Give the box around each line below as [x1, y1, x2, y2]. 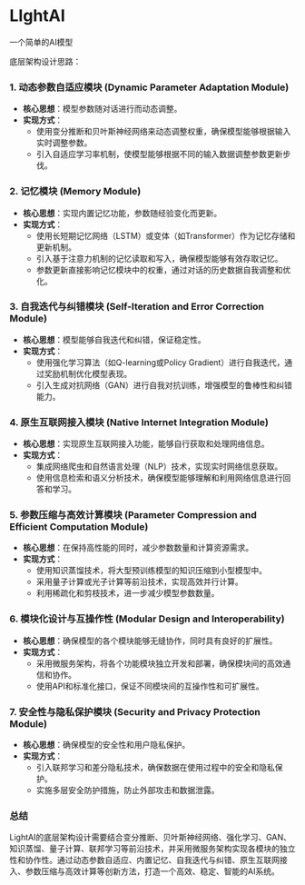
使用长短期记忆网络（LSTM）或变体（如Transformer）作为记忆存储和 [35, 230, 296, 241]
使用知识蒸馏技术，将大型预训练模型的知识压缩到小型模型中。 [35, 565, 268, 576]
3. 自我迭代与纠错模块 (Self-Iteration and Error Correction [9, 301, 265, 313]
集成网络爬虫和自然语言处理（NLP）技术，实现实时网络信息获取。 [35, 461, 283, 472]
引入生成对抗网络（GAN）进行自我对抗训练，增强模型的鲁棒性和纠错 [35, 379, 292, 391]
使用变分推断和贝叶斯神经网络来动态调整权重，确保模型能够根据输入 [35, 126, 291, 137]
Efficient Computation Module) [9, 521, 149, 533]
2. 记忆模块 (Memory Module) [9, 185, 142, 198]
